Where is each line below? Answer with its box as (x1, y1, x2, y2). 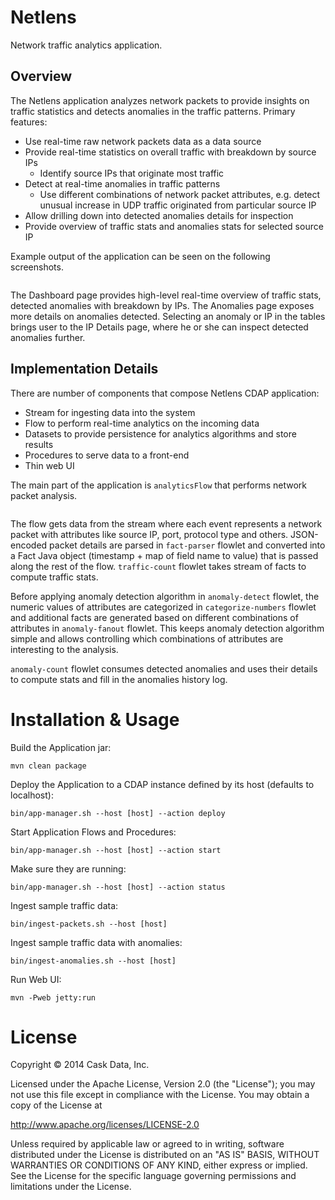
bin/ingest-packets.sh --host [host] (10, 919, 168, 929)
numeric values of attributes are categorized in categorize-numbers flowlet (10, 601, 317, 613)
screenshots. (10, 261, 64, 273)
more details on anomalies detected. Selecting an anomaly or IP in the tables (10, 310, 326, 322)
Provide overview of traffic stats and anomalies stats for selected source (24, 220, 324, 232)
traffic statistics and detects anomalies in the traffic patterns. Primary (10, 105, 296, 117)
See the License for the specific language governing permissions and (10, 1170, 297, 1182)
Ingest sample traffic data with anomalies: (10, 936, 183, 948)
